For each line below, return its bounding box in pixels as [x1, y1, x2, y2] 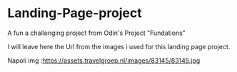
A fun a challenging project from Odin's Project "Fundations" [7, 29, 186, 37]
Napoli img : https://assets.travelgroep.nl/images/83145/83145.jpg [7, 56, 201, 65]
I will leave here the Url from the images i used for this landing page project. [7, 42, 231, 51]
